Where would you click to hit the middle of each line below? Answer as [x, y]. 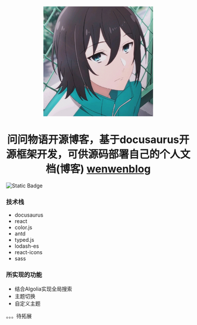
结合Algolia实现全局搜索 [43, 289]
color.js [23, 227]
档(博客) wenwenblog [98, 169]
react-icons [28, 252]
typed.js [24, 240]
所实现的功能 [24, 275]
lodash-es [27, 246]
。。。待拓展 [19, 316]
